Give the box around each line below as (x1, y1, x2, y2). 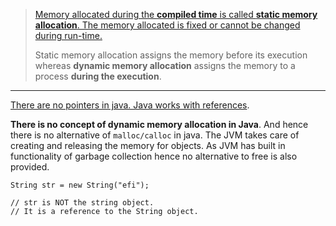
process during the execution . (34, 70, 162, 82)
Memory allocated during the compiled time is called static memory (34, 9, 318, 20)
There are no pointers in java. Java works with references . (10, 99, 250, 111)
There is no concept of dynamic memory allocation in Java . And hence (10, 119, 309, 130)
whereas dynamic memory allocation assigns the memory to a (34, 60, 296, 71)
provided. (10, 161, 50, 173)
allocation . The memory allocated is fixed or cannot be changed (34, 19, 301, 31)
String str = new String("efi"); (10, 180, 150, 190)
